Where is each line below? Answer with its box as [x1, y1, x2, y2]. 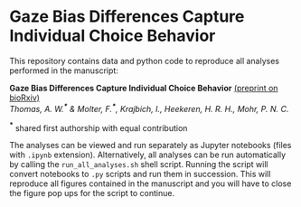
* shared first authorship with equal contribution [9, 120, 188, 133]
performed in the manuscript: [9, 65, 119, 76]
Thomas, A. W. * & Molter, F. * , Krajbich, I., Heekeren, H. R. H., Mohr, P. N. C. [9, 101, 289, 114]
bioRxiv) [9, 92, 41, 103]
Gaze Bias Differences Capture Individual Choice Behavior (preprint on [9, 82, 278, 93]
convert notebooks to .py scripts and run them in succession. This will [9, 169, 271, 180]
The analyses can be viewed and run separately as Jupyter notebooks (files [9, 140, 292, 151]
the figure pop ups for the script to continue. [9, 188, 174, 199]
